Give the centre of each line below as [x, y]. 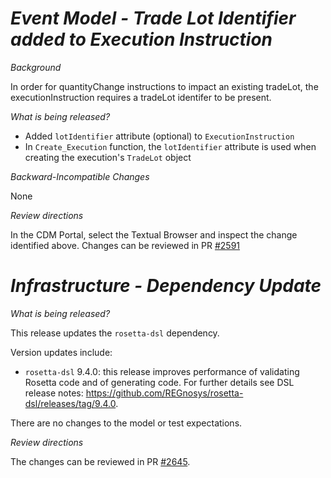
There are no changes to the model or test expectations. [126, 423]
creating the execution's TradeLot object [108, 157]
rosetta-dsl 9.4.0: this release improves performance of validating [162, 371]
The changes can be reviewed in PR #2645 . [100, 461]
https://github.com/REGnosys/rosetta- [164, 393]
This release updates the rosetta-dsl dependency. [115, 333]
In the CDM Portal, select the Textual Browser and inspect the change [154, 234]
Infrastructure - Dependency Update [166, 286]
